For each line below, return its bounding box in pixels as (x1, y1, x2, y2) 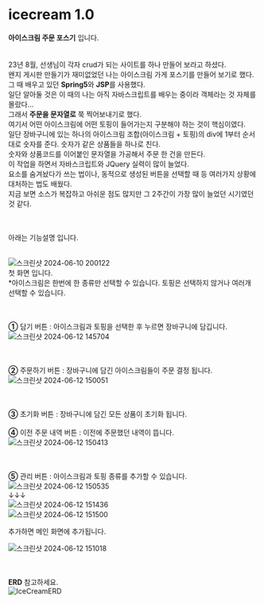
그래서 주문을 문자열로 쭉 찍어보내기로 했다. (8, 109, 142, 119)
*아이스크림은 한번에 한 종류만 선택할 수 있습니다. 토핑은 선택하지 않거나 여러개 (8, 278, 252, 287)
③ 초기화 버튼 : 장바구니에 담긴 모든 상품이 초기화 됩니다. (8, 409, 188, 418)
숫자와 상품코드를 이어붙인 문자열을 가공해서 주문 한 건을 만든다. (8, 149, 206, 158)
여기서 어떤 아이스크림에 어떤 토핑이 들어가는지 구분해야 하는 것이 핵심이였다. (8, 119, 247, 129)
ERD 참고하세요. (8, 577, 59, 586)
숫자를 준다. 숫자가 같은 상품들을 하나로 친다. (22, 139, 161, 149)
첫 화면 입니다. (8, 268, 53, 278)
